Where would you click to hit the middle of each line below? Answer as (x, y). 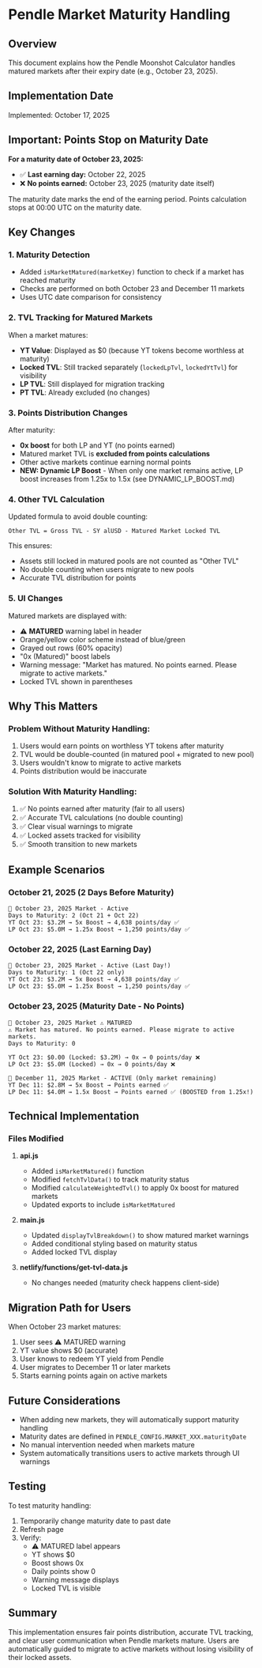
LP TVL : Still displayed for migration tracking (92, 384)
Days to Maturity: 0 (42, 1043)
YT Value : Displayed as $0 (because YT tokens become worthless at (132, 350)
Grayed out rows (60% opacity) (71, 648)
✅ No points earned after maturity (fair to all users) (102, 809)
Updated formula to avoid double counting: (78, 516)
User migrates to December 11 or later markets (95, 1367)
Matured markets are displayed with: (67, 615)
